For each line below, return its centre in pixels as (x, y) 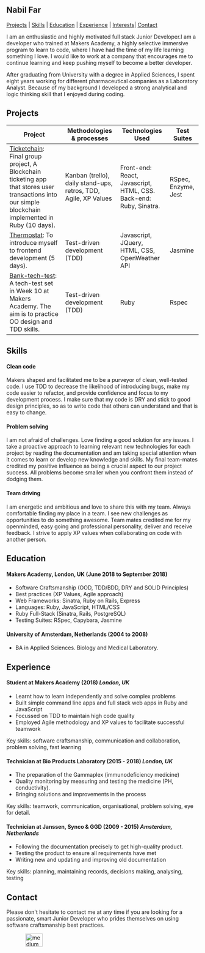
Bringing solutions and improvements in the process (81, 794)
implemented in (31, 217)
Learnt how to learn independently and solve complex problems (95, 697)
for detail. (18, 813)
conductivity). (33, 788)
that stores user (32, 187)
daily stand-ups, (89, 183)
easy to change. (27, 413)
